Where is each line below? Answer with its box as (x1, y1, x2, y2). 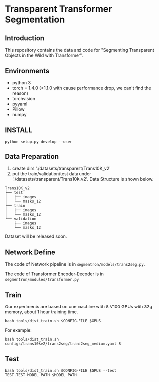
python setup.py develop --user (5, 139, 72, 144)
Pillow (12, 106, 25, 112)
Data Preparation (5, 153, 59, 161)
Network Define (5, 248, 56, 256)
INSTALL (5, 126, 33, 135)
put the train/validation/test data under (12, 171, 92, 177)
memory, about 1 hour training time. (5, 309, 78, 315)
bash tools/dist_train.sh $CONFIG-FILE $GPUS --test (5, 368, 117, 373)
